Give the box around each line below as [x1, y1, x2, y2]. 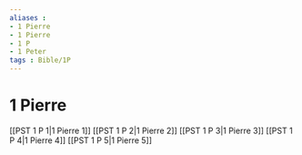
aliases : [9, 13, 47, 23]
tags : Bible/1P [9, 56, 71, 65]
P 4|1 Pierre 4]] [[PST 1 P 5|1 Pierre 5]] [9, 134, 153, 146]
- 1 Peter [9, 47, 47, 57]
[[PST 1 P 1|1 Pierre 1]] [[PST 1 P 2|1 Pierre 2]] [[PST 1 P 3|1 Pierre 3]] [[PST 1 [9, 125, 293, 136]
